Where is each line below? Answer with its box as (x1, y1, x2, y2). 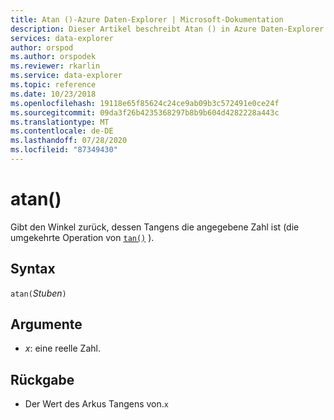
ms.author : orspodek (10, 52, 97, 62)
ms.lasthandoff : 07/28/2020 (10, 136, 128, 146)
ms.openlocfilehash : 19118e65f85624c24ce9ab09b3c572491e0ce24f (10, 98, 280, 108)
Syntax (10, 261, 56, 278)
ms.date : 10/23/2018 (10, 89, 97, 99)
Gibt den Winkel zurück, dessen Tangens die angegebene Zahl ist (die (10, 221, 300, 233)
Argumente (10, 316, 83, 333)
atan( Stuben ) (10, 287, 67, 299)
